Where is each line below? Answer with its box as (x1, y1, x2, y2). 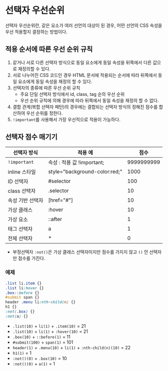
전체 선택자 (8, 235, 33, 242)
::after (48, 215, 62, 222)
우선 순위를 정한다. (26, 110, 63, 116)
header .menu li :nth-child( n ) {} (5, 300, 76, 305)
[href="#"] (48, 196, 73, 203)
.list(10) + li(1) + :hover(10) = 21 (12, 328, 89, 335)
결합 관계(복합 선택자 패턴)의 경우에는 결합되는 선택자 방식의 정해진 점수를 (12, 103, 158, 109)
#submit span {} (5, 295, 39, 300)
